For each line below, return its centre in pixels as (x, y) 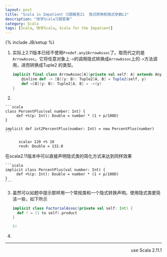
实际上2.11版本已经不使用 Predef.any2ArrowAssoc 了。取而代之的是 (79, 53)
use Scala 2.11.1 (146, 250)
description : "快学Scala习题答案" (39, 19)
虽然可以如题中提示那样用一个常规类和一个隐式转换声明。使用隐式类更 (84, 192)
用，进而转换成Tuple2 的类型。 (44, 65)
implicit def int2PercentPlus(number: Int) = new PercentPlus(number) (80, 129)
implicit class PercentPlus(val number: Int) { (55, 170)
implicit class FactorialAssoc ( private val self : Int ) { (73, 208)
